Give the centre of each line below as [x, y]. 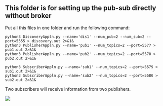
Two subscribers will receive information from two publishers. [68, 89]
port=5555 [15, 41]
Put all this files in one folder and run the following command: [67, 28]
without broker [28, 16]
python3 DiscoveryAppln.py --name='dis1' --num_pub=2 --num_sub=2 [75, 36]
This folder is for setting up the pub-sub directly [81, 8]
